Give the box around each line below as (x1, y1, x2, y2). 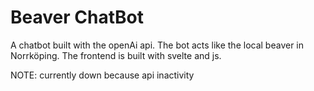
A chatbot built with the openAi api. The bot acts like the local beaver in (10, 39, 305, 51)
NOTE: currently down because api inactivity (10, 69, 195, 81)
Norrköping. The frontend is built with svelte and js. (10, 49, 222, 61)
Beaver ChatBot (10, 6, 144, 29)
